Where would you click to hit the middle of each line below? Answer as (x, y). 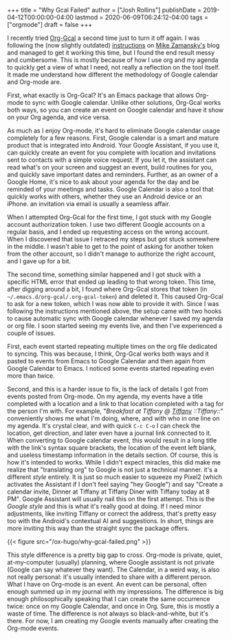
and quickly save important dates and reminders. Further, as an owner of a (113, 174)
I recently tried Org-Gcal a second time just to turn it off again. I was (103, 38)
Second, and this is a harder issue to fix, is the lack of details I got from (108, 389)
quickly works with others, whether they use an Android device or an (104, 196)
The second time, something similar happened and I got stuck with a (104, 274)
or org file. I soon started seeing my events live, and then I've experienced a (114, 326)
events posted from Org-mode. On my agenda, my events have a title (105, 396)
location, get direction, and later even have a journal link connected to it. (109, 433)
